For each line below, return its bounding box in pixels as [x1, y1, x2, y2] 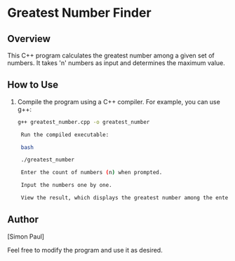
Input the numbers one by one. [20, 182, 112, 189]
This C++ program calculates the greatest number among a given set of [7, 51, 215, 59]
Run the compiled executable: [20, 131, 109, 138]
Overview [7, 33, 51, 45]
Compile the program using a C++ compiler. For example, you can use [17, 97, 221, 106]
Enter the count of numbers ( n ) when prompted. [20, 169, 163, 176]
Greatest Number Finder [7, 5, 152, 21]
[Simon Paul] [7, 232, 44, 241]
